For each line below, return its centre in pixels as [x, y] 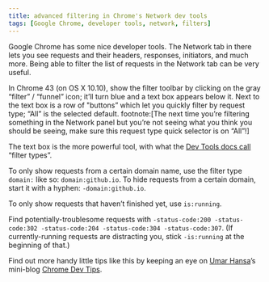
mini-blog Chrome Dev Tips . [55, 269]
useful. [20, 72]
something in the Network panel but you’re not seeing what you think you [130, 122]
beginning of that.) [39, 245]
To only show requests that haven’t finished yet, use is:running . [115, 204]
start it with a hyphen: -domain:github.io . [78, 187]
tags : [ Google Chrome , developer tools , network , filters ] [110, 23]
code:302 [23, 228]
